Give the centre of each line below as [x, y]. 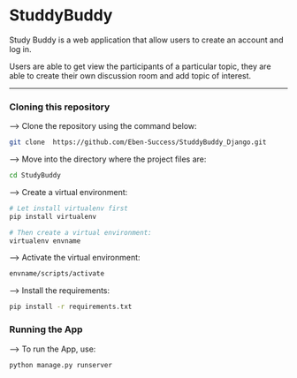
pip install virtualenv [53, 216]
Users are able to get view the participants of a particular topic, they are [140, 66]
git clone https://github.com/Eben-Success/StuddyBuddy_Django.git [138, 142]
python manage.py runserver [61, 365]
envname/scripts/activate [57, 274]
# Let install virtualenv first [69, 208]
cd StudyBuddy [35, 176]
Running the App [46, 329]
